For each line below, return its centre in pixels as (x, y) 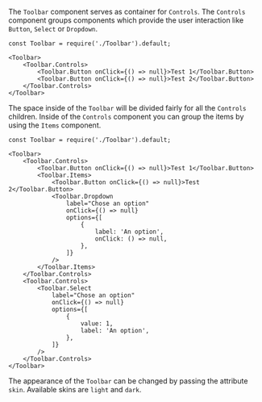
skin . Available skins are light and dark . (75, 389)
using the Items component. (55, 125)
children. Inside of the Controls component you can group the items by (126, 117)
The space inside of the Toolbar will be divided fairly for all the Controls (127, 108)
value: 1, (97, 324)
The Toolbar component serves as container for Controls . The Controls (127, 12)
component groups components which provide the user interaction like (126, 20)
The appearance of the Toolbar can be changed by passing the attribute (128, 381)
